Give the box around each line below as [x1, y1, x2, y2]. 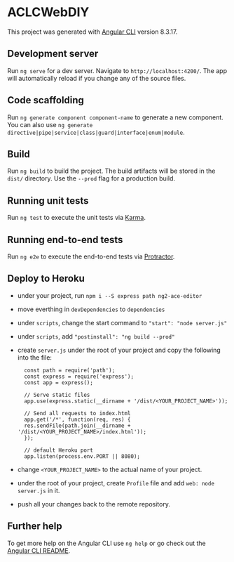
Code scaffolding [7, 94, 84, 106]
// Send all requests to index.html [24, 410, 131, 417]
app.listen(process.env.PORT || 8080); [24, 452, 140, 460]
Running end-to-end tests [7, 233, 123, 246]
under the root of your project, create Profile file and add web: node [17, 478, 215, 487]
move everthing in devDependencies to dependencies [17, 305, 165, 313]
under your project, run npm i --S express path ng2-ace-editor [17, 291, 202, 299]
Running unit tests [7, 195, 89, 207]
